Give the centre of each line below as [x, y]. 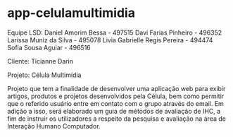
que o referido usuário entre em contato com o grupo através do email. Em [115, 103]
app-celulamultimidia [71, 13]
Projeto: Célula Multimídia [44, 75]
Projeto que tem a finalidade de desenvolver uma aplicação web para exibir [116, 88]
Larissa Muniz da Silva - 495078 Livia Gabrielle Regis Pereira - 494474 [110, 40]
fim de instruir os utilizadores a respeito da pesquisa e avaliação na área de [117, 119]
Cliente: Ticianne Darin [40, 61]
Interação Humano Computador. [54, 126]
